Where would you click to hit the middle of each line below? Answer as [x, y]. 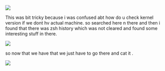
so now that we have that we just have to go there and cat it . [69, 53]
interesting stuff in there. [31, 34]
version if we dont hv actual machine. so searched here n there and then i [83, 23]
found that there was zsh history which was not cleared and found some [81, 28]
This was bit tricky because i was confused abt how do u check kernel [79, 17]
